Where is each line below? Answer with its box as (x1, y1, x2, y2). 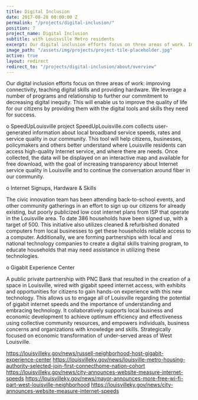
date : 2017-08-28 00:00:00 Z (6, 14, 78, 20)
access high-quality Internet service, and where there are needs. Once (6, 148, 178, 155)
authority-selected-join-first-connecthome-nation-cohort (6, 362, 146, 370)
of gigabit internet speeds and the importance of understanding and (6, 301, 171, 308)
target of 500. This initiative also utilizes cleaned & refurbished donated (6, 221, 180, 228)
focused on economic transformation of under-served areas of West (6, 332, 173, 339)
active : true (6, 53, 38, 59)
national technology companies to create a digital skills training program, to (6, 240, 189, 247)
